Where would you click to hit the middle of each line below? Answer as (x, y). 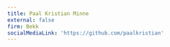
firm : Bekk (23, 26)
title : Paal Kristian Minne (48, 13)
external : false (31, 20)
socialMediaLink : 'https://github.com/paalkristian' (86, 33)
